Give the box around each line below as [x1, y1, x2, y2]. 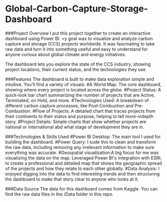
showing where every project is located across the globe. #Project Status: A [5, 86, 161, 92]
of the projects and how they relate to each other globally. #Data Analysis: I [5, 165, 160, 171]
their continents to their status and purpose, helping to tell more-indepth [5, 113, 154, 119]
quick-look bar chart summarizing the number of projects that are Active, [5, 92, 156, 98]
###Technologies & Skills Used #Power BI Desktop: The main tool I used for [5, 133, 161, 139]
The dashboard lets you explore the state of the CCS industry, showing [5, 61, 151, 67]
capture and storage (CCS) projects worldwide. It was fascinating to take [5, 40, 155, 46]
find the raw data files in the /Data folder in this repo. [5, 191, 114, 197]
